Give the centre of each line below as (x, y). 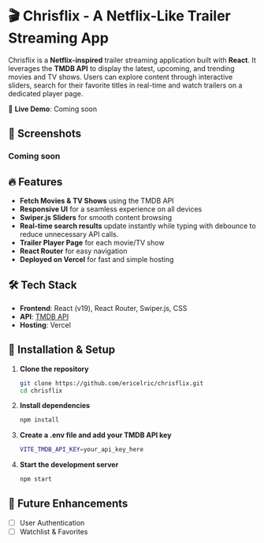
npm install (39, 420)
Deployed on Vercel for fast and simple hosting (97, 260)
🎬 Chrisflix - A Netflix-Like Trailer (119, 16)
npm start (36, 479)
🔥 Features (35, 182)
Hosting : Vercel (45, 324)
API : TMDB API (44, 316)
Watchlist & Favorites (54, 531)
